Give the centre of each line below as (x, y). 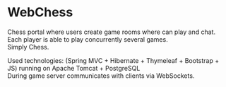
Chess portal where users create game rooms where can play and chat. (112, 32)
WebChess (40, 12)
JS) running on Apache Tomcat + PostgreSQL (74, 68)
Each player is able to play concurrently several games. (88, 39)
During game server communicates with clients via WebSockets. (101, 76)
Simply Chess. (28, 47)
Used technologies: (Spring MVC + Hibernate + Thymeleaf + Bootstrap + (113, 60)
